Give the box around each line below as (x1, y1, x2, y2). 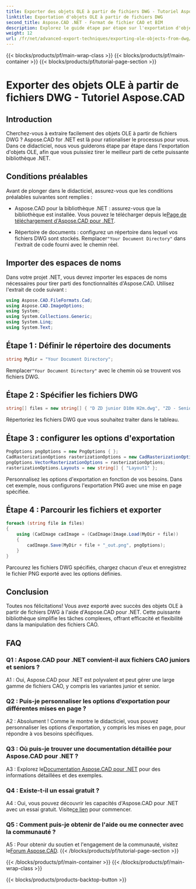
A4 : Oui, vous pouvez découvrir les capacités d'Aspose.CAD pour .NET (6, 799, 178, 806)
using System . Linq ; (6, 319, 54, 325)
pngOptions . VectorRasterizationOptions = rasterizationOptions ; (6, 459, 166, 466)
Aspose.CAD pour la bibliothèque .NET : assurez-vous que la (14, 204, 161, 211)
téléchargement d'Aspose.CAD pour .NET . (14, 217, 116, 224)
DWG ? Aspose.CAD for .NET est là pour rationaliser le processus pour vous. (6, 136, 190, 143)
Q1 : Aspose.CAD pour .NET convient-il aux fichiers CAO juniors (6, 655, 190, 664)
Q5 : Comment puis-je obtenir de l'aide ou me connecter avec (6, 820, 184, 829)
